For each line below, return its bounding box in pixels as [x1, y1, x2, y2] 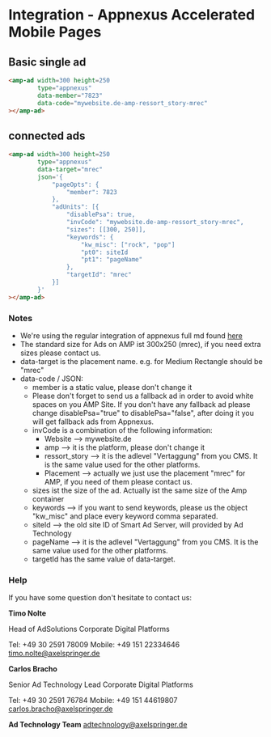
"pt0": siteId [80, 248, 129, 256]
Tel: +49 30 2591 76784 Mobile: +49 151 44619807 [8, 696, 178, 705]
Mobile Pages [8, 23, 102, 41]
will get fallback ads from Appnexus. [32, 417, 155, 426]
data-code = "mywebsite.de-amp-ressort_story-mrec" [37, 99, 208, 107]
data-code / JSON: [19, 374, 83, 383]
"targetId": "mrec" [66, 271, 132, 279]
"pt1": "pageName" [80, 256, 143, 264]
